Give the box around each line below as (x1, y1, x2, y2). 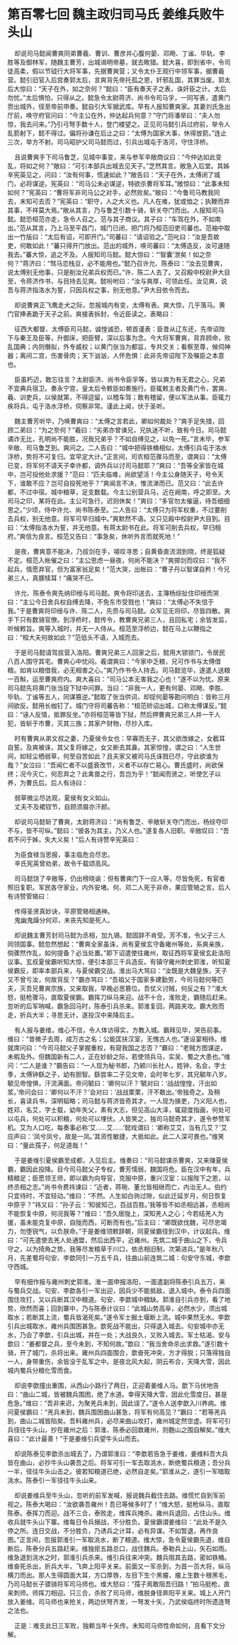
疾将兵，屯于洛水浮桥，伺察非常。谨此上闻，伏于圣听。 (7, 401, 169, 410)
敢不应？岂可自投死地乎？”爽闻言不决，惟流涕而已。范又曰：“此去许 (25, 479, 225, 487)
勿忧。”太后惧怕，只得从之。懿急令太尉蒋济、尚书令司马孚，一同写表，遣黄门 (7, 93, 231, 101)
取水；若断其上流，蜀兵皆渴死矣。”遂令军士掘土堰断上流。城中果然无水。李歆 (7, 1312, 231, 1321)
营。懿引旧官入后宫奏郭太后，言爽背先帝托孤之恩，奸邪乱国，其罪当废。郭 (7, 75, 225, 84)
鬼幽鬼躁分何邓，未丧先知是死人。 (13, 915, 114, 924)
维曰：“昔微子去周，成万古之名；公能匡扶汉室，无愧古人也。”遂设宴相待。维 (7, 1035, 227, 1043)
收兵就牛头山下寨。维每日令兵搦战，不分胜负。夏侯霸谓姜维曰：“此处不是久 (7, 1517, 228, 1526)
